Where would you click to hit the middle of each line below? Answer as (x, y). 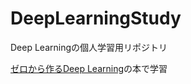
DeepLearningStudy (96, 18)
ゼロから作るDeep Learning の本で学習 (89, 68)
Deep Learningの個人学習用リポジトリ (89, 47)
